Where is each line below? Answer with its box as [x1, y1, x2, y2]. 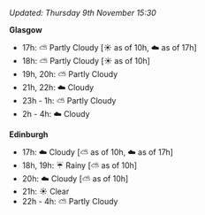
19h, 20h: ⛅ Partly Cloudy [21, 69, 118, 79]
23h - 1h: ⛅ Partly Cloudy [21, 96, 117, 105]
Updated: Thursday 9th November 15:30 [9, 8, 156, 18]
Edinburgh [9, 129, 49, 140]
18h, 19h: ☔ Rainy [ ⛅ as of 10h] [21, 160, 138, 171]
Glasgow [9, 25, 42, 35]
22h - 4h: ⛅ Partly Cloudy [21, 196, 118, 206]
